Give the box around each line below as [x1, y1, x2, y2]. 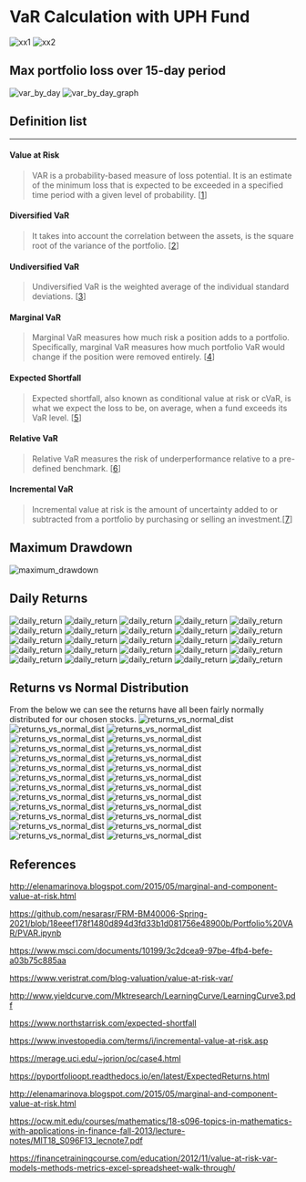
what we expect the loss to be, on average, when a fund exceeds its [31, 402, 288, 413]
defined [31, 462, 62, 473]
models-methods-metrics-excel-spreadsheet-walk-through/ [9, 1163, 236, 1174]
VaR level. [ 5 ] [31, 412, 82, 423]
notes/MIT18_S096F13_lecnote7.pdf [9, 1135, 143, 1146]
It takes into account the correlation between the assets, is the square [31, 230, 294, 241]
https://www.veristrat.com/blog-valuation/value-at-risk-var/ [9, 973, 234, 984]
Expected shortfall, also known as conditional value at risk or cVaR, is [31, 392, 291, 403]
